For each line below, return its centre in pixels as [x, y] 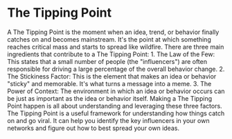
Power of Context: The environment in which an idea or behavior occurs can [116, 91]
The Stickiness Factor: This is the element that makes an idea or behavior [112, 76]
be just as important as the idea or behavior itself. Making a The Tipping [110, 98]
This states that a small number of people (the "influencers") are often [107, 61]
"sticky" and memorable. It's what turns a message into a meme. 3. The [109, 83]
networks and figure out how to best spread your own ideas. [93, 128]
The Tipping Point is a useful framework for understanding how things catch [116, 113]
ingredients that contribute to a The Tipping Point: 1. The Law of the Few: [111, 54]
